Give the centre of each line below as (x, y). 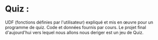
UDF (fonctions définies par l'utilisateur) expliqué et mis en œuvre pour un (79, 22)
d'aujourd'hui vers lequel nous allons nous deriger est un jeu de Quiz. (74, 32)
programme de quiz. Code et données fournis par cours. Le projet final (76, 27)
